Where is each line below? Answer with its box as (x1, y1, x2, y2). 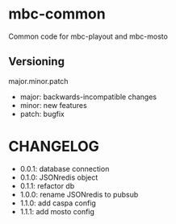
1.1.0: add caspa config (19, 198, 97, 208)
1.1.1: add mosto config (19, 206, 95, 216)
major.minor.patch (8, 76, 69, 85)
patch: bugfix (19, 109, 65, 118)
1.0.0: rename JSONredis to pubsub (19, 189, 139, 199)
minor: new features (19, 100, 87, 110)
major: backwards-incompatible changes (19, 92, 157, 102)
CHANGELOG (8, 137, 99, 156)
